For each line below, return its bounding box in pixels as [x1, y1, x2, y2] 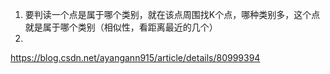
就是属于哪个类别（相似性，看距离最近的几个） [24, 21, 218, 33]
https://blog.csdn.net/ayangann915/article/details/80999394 [10, 52, 261, 63]
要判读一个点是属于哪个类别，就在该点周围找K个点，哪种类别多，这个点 [24, 9, 321, 20]
